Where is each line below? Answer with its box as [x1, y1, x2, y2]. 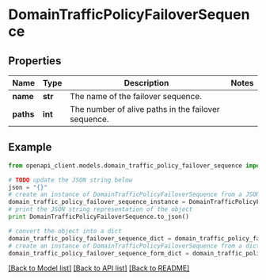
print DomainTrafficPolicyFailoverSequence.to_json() [8, 213, 190, 221]
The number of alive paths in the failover [70, 104, 220, 114]
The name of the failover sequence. [70, 91, 202, 102]
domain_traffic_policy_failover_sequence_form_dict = [8, 249, 190, 257]
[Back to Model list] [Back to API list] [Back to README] [8, 263, 190, 273]
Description [123, 78, 169, 88]
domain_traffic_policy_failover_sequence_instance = [8, 198, 186, 206]
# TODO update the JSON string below [8, 176, 133, 184]
